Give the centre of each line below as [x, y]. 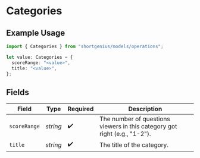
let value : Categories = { [40, 57]
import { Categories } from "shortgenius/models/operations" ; [85, 46]
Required [81, 109]
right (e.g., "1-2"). [125, 134]
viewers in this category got [138, 127]
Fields [18, 92]
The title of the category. [134, 145]
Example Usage [36, 33]
